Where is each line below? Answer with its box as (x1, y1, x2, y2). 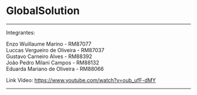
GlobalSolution (6, 4, 80, 18)
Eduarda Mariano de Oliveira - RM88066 (6, 65, 104, 72)
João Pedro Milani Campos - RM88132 (6, 59, 100, 66)
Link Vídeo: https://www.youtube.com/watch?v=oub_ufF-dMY (6, 76, 157, 83)
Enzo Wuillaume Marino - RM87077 (6, 40, 92, 48)
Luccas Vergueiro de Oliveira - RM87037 (6, 46, 104, 53)
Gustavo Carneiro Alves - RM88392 (6, 53, 93, 60)
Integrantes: (6, 29, 35, 36)
